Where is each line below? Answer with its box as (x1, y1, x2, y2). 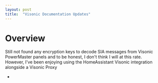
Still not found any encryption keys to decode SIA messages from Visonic (5, 49, 153, 55)
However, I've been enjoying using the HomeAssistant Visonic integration (5, 59, 153, 65)
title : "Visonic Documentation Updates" (5, 12, 91, 17)
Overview (5, 33, 45, 44)
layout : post (5, 7, 32, 12)
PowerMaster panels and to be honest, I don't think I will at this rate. (5, 54, 142, 60)
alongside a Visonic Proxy (5, 64, 57, 70)
